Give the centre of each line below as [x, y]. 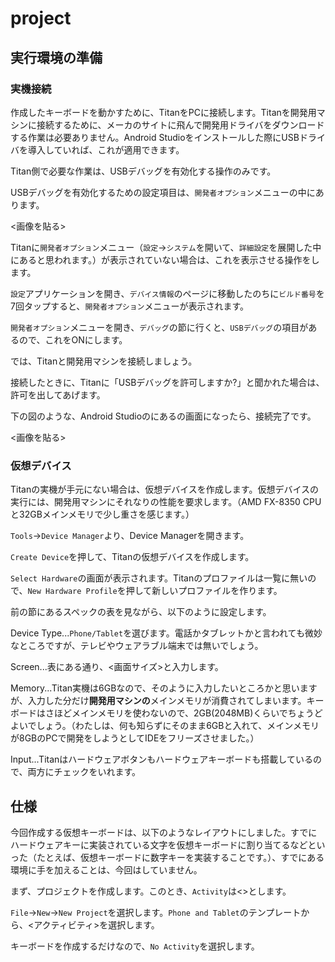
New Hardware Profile [72, 592]
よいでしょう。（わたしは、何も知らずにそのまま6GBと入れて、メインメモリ [165, 726]
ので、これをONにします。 [73, 339]
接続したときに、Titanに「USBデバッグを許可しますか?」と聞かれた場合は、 [167, 382]
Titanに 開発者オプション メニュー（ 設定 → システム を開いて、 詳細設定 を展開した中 [166, 247]
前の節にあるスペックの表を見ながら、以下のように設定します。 [141, 612]
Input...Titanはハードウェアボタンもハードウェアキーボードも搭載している [161, 759]
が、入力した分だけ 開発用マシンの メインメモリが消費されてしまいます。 [158, 701]
